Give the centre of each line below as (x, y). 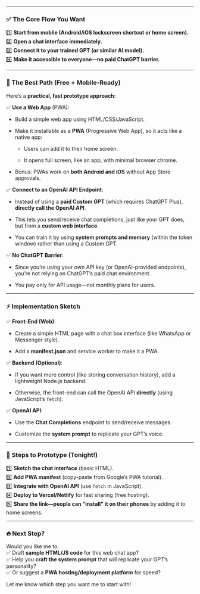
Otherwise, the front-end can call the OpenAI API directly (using (94, 392)
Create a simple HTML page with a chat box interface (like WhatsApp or (103, 333)
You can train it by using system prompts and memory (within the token (104, 237)
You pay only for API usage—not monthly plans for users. (85, 285)
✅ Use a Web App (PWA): (38, 107)
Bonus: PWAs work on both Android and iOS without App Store (93, 172)
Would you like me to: (33, 546)
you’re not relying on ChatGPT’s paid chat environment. (83, 273)
